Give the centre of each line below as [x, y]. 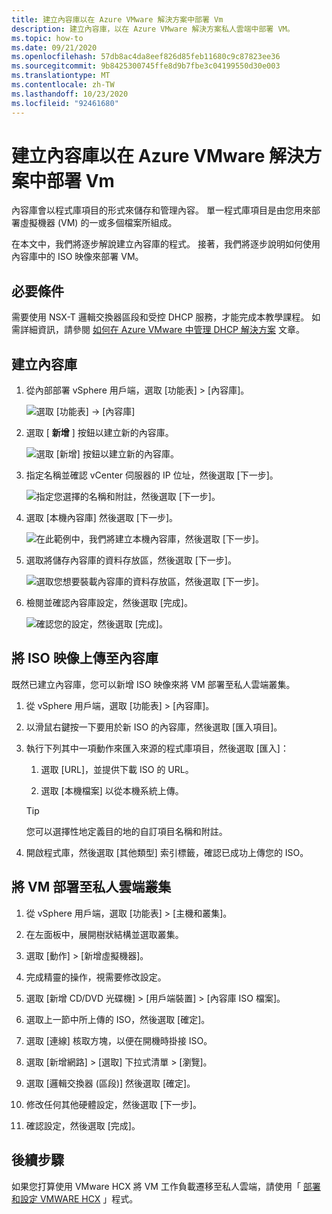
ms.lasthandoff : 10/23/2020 [70, 94]
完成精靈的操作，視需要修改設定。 [96, 977]
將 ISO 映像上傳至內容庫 [85, 658]
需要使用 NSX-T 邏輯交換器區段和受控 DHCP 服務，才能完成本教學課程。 [160, 317]
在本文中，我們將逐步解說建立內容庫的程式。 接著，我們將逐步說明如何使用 [166, 244]
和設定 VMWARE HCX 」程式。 [75, 1198]
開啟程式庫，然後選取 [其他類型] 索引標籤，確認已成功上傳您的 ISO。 [167, 852]
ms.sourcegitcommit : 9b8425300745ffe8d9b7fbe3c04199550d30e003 [146, 66]
